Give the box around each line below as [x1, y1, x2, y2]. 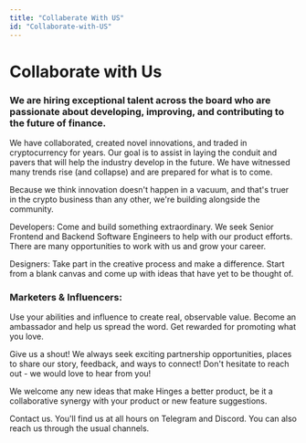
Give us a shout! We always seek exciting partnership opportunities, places [9, 349, 292, 360]
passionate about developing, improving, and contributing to [9, 105, 285, 118]
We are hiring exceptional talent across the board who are [9, 93, 271, 106]
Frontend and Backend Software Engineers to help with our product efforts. [9, 230, 293, 242]
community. [9, 203, 54, 215]
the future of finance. [9, 116, 107, 129]
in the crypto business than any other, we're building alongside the [9, 194, 260, 205]
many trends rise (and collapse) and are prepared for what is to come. [9, 166, 273, 177]
